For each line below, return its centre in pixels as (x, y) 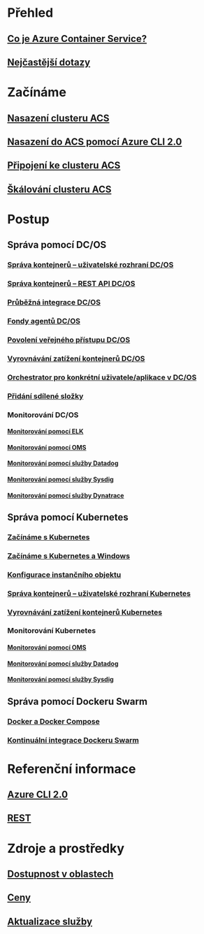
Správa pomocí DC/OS (57, 245)
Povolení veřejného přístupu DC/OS (69, 340)
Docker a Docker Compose (53, 721)
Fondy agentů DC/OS (44, 321)
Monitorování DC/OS (43, 415)
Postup (29, 219)
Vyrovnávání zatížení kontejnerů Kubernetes (85, 612)
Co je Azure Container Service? (77, 39)
